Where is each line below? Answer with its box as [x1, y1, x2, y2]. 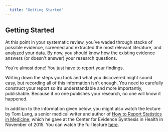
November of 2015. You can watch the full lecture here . [5, 121, 119, 128]
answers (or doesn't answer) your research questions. [5, 55, 117, 61]
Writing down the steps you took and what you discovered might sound [5, 75, 153, 81]
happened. [5, 96, 28, 102]
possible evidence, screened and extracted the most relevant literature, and [5, 45, 162, 51]
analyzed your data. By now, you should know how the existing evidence [5, 50, 155, 56]
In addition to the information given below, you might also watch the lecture [5, 106, 161, 112]
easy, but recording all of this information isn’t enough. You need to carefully [5, 80, 163, 86]
